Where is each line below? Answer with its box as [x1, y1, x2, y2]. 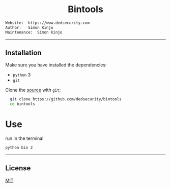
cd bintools [10, 101, 36, 107]
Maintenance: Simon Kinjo [5, 29, 63, 35]
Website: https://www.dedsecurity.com [5, 20, 90, 25]
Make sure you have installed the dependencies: [5, 62, 107, 68]
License [5, 164, 31, 173]
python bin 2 [5, 145, 33, 151]
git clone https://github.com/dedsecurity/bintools [10, 97, 122, 102]
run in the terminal [5, 135, 44, 141]
